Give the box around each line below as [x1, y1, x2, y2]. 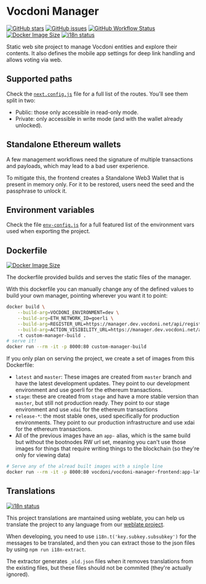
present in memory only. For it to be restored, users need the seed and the [6, 180, 194, 188]
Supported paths [6, 74, 72, 84]
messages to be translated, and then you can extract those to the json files [6, 539, 196, 547]
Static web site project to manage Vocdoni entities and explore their [6, 43, 178, 50]
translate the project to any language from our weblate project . [6, 520, 165, 528]
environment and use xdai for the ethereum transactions [15, 406, 158, 413]
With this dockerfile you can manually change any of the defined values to [6, 285, 194, 293]
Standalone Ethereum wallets [6, 139, 121, 150]
